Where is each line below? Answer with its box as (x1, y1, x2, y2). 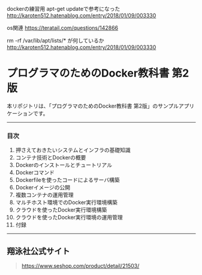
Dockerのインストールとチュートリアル (15, 161, 113, 169)
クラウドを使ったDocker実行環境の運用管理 (15, 214, 123, 221)
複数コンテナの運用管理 (15, 191, 74, 198)
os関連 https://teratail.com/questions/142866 (7, 25, 119, 31)
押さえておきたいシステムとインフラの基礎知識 (15, 146, 131, 154)
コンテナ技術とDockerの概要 (15, 154, 86, 161)
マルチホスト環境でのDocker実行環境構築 (15, 199, 118, 206)
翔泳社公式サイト (7, 246, 70, 256)
